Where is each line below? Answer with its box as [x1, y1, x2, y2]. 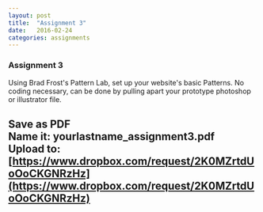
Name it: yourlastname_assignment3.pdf [8, 130, 215, 143]
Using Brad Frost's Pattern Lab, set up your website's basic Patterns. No [8, 78, 244, 87]
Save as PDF [8, 117, 71, 131]
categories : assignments [8, 33, 90, 42]
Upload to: [8, 142, 61, 155]
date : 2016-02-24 [8, 26, 73, 34]
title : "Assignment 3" [8, 19, 87, 27]
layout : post [8, 11, 51, 20]
